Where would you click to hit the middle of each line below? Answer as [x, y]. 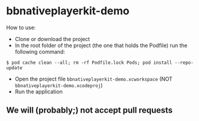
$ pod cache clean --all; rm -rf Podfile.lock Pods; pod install [89, 63]
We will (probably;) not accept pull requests [90, 111]
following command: [40, 51]
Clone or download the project [52, 39]
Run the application [39, 91]
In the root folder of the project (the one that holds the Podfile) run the [101, 45]
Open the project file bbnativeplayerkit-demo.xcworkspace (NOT [94, 79]
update [14, 68]
